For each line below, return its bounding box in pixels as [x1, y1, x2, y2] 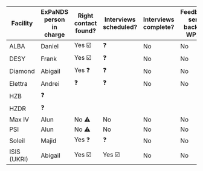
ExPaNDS [40, 8, 68, 16]
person [44, 15, 65, 24]
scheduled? [102, 23, 138, 31]
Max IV [9, 115, 29, 123]
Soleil [9, 136, 25, 144]
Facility [11, 19, 33, 27]
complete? [143, 23, 175, 31]
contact [74, 19, 97, 27]
